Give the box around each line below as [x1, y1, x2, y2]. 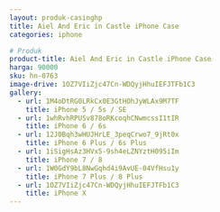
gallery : [9, 88, 42, 97]
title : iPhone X [25, 189, 87, 198]
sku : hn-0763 [9, 71, 59, 81]
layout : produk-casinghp [9, 13, 103, 23]
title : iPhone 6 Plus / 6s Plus [25, 139, 147, 148]
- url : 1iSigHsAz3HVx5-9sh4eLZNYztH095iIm [17, 147, 179, 156]
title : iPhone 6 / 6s [25, 122, 106, 131]
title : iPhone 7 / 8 [25, 155, 103, 164]
